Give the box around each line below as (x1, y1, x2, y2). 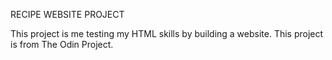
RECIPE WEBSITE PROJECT (10, 9, 125, 20)
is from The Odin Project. (10, 39, 114, 50)
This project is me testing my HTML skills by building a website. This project (10, 28, 324, 39)
